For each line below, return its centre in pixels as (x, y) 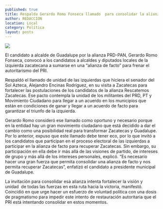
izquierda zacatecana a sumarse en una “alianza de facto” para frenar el (77, 65)
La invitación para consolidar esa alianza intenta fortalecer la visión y (74, 181)
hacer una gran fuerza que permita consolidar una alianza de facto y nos (78, 162)
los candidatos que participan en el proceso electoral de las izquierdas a (78, 141)
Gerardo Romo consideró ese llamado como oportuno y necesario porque (79, 120)
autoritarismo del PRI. (26, 70)
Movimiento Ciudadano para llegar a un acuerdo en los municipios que (76, 101)
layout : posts (19, 32)
